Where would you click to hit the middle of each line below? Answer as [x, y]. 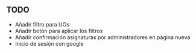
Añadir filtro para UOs [42, 24]
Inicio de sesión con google [49, 43]
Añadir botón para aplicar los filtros [59, 31]
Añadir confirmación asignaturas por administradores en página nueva [103, 37]
